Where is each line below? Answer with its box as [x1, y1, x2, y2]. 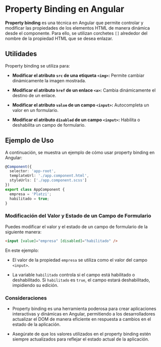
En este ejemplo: [5, 247, 39, 253]
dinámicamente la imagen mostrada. [12, 77, 86, 83]
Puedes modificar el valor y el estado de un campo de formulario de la [5, 223, 148, 230]
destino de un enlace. [12, 92, 57, 98]
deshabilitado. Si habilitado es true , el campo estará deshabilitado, [12, 277, 150, 283]
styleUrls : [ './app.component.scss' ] [9, 178, 87, 183]
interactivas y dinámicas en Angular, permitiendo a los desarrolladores [12, 311, 156, 316]
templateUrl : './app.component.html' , [9, 173, 90, 178]
